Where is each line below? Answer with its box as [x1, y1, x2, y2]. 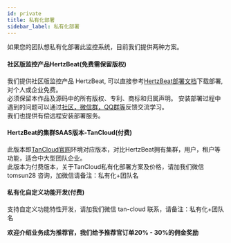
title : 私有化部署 [7, 17, 55, 24]
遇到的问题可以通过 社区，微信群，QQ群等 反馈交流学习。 [7, 102, 168, 111]
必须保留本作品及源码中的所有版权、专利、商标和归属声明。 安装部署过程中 [7, 94, 221, 102]
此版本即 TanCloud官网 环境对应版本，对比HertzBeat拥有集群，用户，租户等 [7, 145, 221, 153]
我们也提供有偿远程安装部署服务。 [7, 111, 104, 120]
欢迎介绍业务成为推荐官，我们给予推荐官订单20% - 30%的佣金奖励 [7, 228, 199, 236]
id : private [7, 10, 41, 17]
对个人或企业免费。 [7, 85, 62, 93]
